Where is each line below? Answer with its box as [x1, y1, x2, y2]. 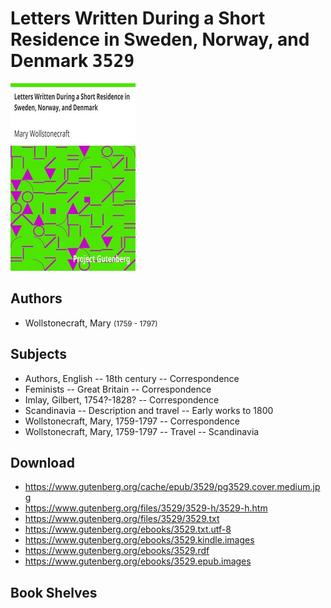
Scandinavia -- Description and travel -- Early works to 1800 [24, 404, 274, 416]
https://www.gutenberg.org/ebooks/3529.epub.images [24, 555, 252, 567]
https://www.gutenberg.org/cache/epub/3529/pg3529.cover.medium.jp [24, 481, 321, 493]
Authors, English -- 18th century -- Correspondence [24, 372, 240, 384]
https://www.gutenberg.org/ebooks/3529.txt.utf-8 [24, 523, 232, 536]
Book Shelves [10, 584, 98, 601]
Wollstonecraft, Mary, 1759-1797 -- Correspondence [24, 415, 240, 427]
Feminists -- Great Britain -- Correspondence [24, 383, 212, 395]
